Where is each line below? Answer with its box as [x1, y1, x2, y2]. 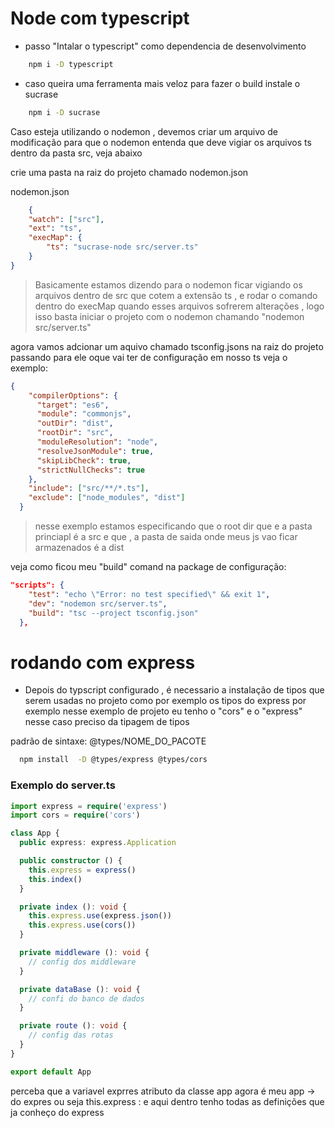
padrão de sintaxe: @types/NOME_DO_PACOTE [10, 735, 207, 747]
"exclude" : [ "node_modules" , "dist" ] [28, 493, 186, 503]
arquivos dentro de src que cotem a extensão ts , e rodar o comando [34, 289, 318, 301]
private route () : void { [19, 1021, 128, 1031]
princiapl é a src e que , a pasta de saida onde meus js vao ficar [34, 531, 298, 543]
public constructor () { [19, 856, 123, 866]
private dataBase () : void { [19, 984, 141, 994]
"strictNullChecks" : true [36, 465, 145, 475]
